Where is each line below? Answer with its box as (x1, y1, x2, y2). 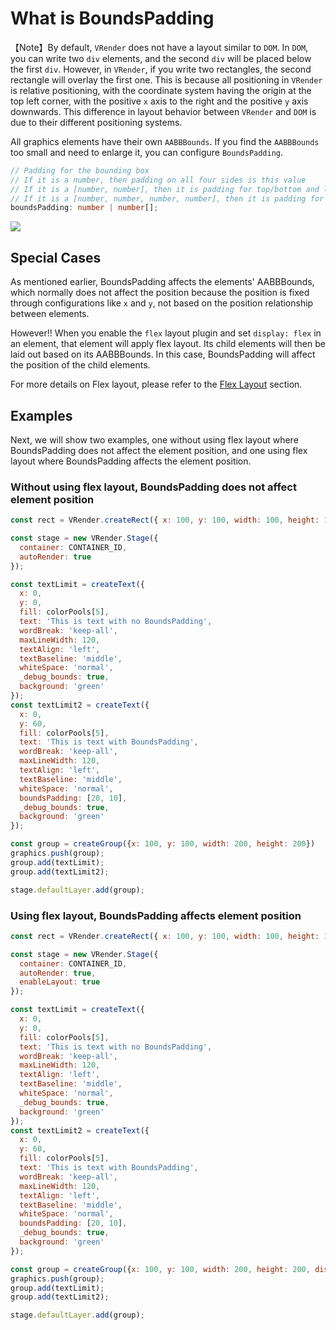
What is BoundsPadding (10, 7, 215, 30)
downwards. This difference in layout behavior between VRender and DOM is (10, 105, 317, 117)
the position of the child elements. (10, 359, 151, 371)
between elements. (10, 308, 90, 320)
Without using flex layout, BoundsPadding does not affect (10, 480, 297, 494)
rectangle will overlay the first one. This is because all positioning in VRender (10, 73, 323, 86)
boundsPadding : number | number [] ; (10, 203, 159, 213)
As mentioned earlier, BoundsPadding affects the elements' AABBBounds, (10, 276, 315, 288)
